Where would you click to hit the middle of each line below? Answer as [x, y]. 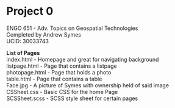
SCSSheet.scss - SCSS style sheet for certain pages [72, 98]
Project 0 [30, 11]
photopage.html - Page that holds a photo [59, 72]
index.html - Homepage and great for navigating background [83, 59]
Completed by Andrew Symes [44, 34]
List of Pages [23, 52]
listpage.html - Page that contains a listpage [62, 66]
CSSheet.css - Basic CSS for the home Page [62, 92]
